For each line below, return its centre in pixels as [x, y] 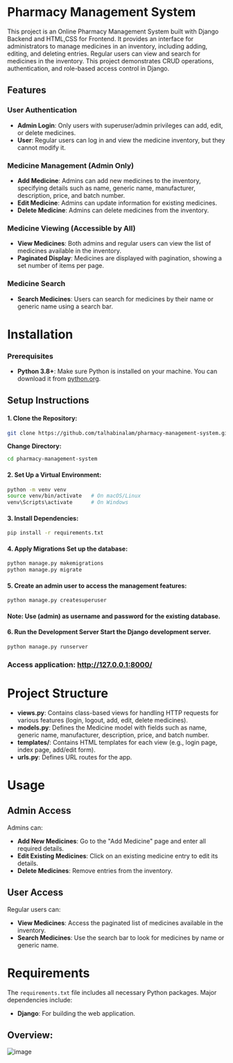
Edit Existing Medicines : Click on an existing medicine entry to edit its [118, 856]
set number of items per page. [61, 266]
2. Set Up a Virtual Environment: [54, 475]
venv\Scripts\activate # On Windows [68, 503]
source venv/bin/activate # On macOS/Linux [74, 496]
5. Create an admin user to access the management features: [97, 585]
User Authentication [42, 110]
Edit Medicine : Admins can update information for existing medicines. [117, 203]
